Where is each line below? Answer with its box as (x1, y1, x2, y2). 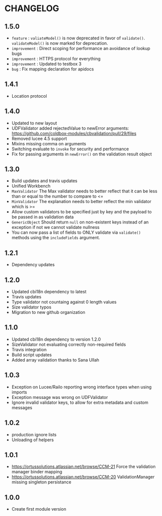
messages (11, 404, 32, 411)
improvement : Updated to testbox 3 (11, 61, 82, 67)
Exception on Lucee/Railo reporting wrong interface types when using (11, 384, 152, 390)
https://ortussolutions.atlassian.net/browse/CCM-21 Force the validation (11, 464, 156, 469)
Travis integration (11, 346, 47, 352)
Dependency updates (11, 262, 55, 268)
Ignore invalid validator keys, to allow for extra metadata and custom (11, 399, 148, 405)
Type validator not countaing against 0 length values (11, 299, 117, 305)
